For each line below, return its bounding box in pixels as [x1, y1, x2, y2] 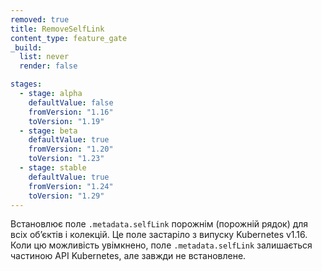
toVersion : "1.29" [28, 191, 105, 201]
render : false [19, 61, 78, 71]
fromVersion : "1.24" [28, 181, 114, 191]
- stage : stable [19, 163, 87, 173]
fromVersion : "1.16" [28, 107, 114, 117]
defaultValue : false [28, 97, 114, 108]
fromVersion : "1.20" [28, 144, 114, 155]
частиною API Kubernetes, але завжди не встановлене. [10, 250, 247, 262]
